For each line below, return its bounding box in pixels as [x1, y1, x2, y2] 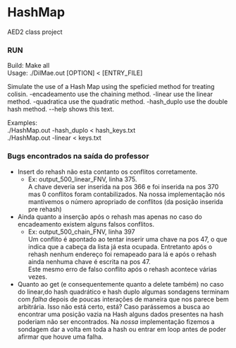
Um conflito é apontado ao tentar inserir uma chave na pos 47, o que [27, 234, 228, 244]
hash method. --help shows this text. [7, 105, 115, 114]
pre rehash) [27, 205, 62, 213]
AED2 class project [7, 28, 63, 36]
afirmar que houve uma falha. [17, 332, 104, 341]
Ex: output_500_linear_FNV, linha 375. [27, 174, 137, 184]
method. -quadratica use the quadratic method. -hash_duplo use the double [7, 97, 228, 106]
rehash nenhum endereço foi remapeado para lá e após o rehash [27, 250, 217, 258]
